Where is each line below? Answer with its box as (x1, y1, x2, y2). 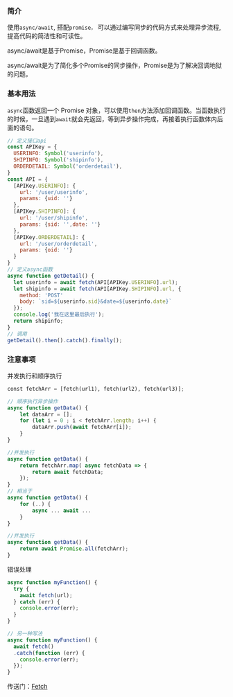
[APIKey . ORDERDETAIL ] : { (13, 233, 85, 240)
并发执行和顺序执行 (7, 371, 62, 380)
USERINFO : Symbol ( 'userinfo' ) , (13, 150, 104, 157)
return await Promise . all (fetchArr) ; (19, 545, 129, 552)
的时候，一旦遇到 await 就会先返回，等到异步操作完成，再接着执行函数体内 (7, 114, 217, 123)
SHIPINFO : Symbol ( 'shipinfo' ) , (13, 157, 104, 164)
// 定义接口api (7, 137, 47, 144)
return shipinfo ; (13, 317, 64, 325)
